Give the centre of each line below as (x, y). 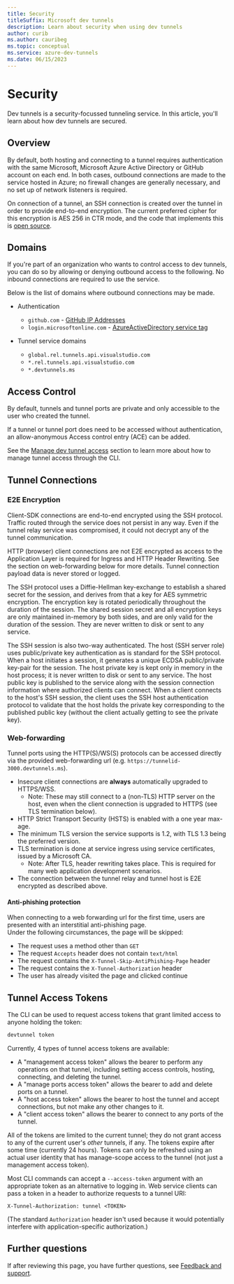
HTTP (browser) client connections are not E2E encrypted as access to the (115, 551)
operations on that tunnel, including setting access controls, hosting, (116, 1069)
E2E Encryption (34, 500)
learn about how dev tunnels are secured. (67, 121)
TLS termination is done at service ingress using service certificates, (116, 849)
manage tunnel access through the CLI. (64, 458)
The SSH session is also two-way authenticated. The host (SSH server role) (116, 645)
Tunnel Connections (52, 480)
